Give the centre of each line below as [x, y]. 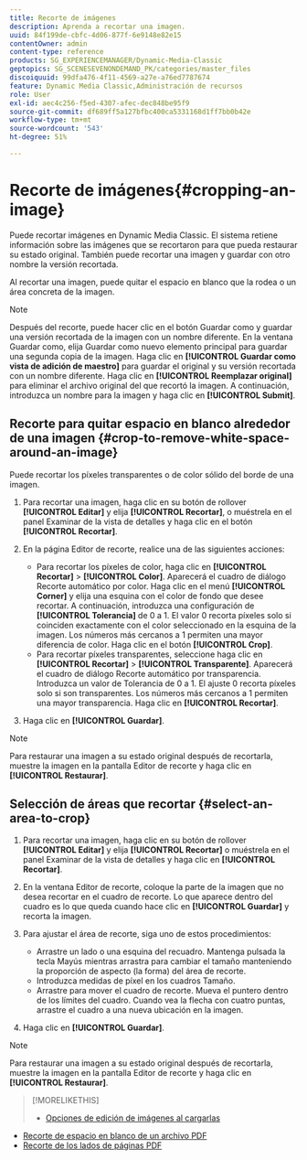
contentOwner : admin [49, 43]
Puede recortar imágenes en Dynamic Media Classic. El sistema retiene [144, 235]
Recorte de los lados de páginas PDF [92, 1145]
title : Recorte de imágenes [63, 18]
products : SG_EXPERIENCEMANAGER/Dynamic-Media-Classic [116, 60]
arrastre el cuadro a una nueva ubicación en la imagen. [140, 1010]
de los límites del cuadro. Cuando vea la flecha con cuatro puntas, [161, 1000]
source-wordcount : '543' [57, 129]
